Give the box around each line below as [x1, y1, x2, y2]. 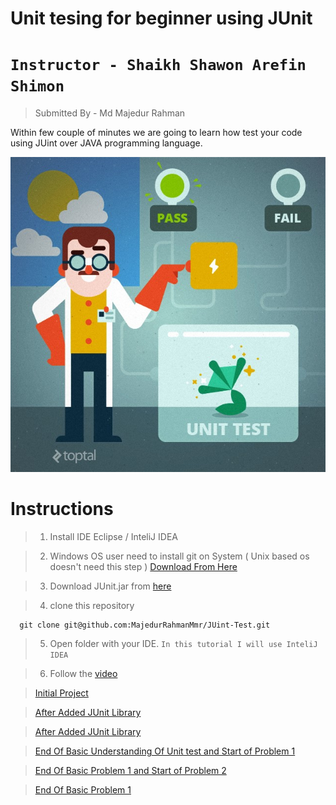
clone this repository [49, 600, 135, 612]
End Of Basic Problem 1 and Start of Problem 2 [34, 765, 227, 777]
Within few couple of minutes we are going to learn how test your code [10, 127, 303, 139]
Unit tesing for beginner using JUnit [10, 7, 313, 30]
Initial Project [34, 687, 89, 699]
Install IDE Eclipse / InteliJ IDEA [49, 531, 178, 543]
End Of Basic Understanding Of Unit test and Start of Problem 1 [34, 745, 296, 757]
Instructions [10, 498, 114, 521]
